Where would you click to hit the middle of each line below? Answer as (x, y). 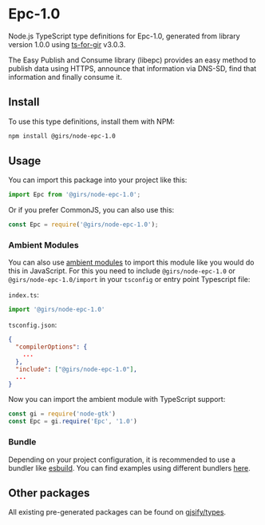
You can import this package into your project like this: (98, 180)
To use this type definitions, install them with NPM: (92, 121)
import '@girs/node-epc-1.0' (57, 310)
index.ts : (24, 295)
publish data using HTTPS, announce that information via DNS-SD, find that (132, 68)
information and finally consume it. (65, 77)
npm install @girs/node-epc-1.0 (62, 136)
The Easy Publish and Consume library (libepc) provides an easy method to (132, 60)
